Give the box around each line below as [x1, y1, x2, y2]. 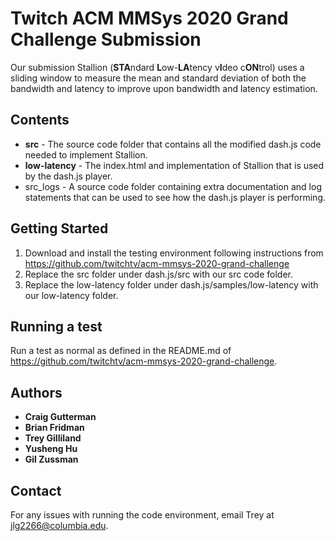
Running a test [10, 318, 103, 335]
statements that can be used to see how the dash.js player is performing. [24, 191, 327, 203]
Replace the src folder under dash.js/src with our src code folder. [24, 268, 293, 280]
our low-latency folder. [24, 289, 119, 301]
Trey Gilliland [24, 432, 82, 444]
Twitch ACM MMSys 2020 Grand [10, 7, 289, 30]
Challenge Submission [10, 28, 202, 51]
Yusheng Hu [24, 443, 78, 455]
